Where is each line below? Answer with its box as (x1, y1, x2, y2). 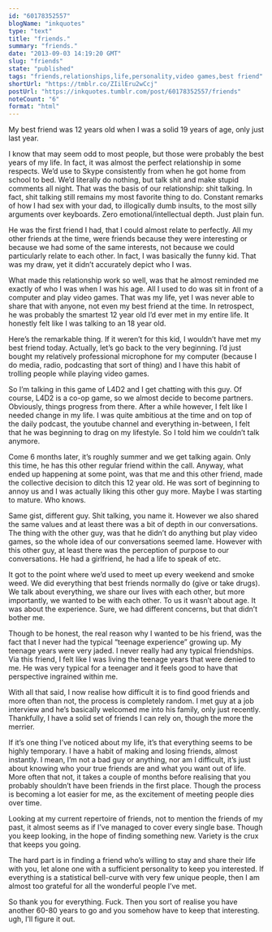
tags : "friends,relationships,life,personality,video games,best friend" (8, 72, 264, 80)
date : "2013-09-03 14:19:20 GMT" (8, 50, 122, 58)
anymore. (8, 436, 41, 447)
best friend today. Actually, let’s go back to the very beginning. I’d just (8, 343, 242, 353)
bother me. (8, 613, 45, 623)
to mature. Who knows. (8, 495, 87, 505)
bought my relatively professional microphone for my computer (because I (8, 352, 257, 361)
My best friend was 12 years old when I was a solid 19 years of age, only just (8, 125, 265, 135)
